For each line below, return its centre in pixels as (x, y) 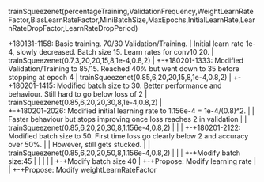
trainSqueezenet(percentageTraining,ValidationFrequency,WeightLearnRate (131, 11)
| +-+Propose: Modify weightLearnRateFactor (82, 170)
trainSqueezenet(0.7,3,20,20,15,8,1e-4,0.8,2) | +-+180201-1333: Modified (126, 60)
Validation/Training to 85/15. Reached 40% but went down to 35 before (124, 69)
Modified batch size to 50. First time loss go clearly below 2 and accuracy (128, 136)
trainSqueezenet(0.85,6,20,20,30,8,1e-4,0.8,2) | (85, 102)
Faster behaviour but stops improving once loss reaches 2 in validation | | (128, 119)
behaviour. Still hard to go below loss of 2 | (78, 94)
